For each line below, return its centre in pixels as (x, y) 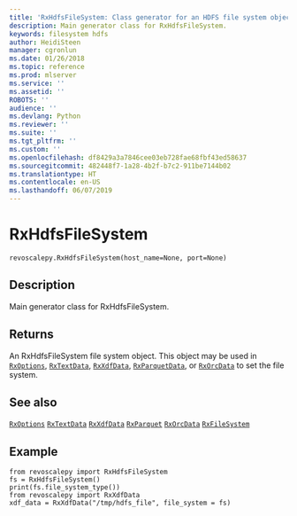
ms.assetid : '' (37, 91)
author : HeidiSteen (45, 42)
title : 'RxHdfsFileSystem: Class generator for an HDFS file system (138, 17)
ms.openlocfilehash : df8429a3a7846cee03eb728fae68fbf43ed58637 (128, 157)
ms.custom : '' (35, 149)
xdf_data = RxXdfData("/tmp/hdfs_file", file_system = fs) (120, 503)
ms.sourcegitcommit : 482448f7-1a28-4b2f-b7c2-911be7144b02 (120, 166)
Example (34, 452)
